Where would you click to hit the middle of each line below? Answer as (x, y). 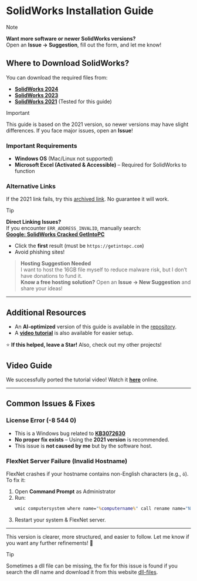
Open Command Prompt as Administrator (65, 491)
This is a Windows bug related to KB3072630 (70, 433)
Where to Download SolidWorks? (68, 63)
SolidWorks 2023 (36, 95)
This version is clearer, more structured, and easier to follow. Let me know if (98, 536)
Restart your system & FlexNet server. (60, 520)
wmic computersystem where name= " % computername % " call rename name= (100, 508)
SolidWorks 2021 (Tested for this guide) (63, 101)
